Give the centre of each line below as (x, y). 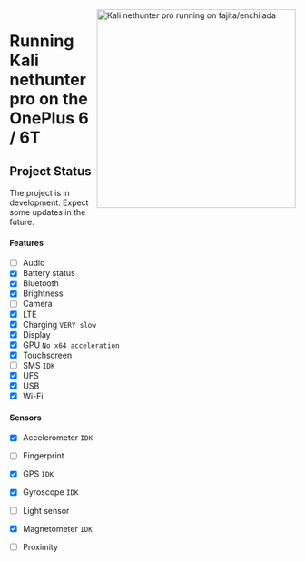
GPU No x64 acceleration (71, 345)
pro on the (49, 99)
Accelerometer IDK (58, 438)
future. (22, 222)
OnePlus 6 (49, 118)
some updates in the (48, 212)
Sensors (26, 418)
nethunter (48, 80)
